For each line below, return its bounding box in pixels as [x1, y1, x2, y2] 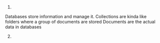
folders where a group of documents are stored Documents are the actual [5, 19, 156, 24]
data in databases [5, 24, 42, 30]
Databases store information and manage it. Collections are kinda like [5, 14, 147, 19]
